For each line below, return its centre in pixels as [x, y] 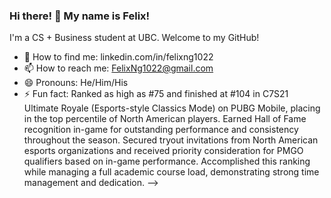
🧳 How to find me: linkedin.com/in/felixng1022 [118, 57]
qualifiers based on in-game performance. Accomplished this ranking [167, 161]
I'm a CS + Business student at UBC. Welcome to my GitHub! [134, 38]
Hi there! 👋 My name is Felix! [80, 16]
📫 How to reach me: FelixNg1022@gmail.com [118, 68]
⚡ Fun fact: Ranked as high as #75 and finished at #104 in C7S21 [156, 94]
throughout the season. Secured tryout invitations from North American [171, 140]
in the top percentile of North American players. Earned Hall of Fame [165, 119]
